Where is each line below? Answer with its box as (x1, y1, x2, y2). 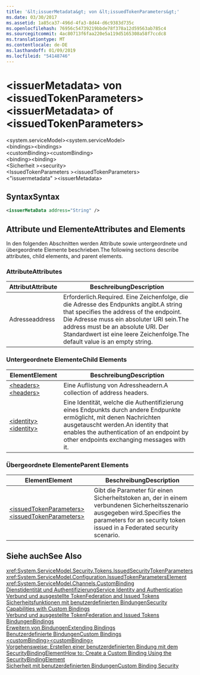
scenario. (93, 531, 120, 539)
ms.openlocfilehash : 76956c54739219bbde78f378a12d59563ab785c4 (6, 25, 167, 32)
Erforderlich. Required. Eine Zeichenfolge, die (63, 293, 189, 301)
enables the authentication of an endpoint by (63, 428, 189, 436)
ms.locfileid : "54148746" (6, 53, 70, 59)
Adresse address (9, 315, 55, 324)
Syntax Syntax (6, 191, 60, 202)
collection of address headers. (63, 388, 149, 397)
